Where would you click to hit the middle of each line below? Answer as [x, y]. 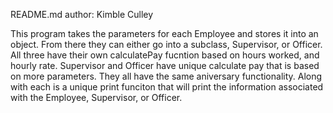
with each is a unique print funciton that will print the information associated [167, 87]
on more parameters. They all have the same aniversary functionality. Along [166, 76]
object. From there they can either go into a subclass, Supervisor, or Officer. [166, 44]
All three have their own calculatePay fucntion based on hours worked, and [165, 55]
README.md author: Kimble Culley [82, 14]
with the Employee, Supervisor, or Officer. [96, 97]
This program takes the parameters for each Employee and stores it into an [164, 33]
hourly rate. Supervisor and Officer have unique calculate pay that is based [165, 65]
